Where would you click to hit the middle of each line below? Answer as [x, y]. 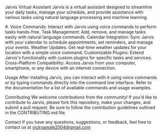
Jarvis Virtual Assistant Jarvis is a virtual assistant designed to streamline [79, 7]
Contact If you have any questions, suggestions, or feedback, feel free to [78, 122]
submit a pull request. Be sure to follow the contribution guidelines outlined [80, 107]
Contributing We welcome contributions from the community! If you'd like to [81, 97]
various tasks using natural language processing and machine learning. [77, 17]
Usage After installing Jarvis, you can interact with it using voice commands [81, 77]
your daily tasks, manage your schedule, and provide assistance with [74, 12]
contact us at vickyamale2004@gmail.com [48, 127]
